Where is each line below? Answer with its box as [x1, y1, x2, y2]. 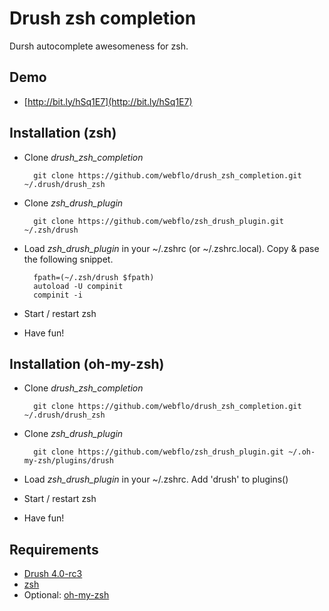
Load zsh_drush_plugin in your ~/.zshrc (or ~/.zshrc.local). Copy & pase [23, 242, 320, 254]
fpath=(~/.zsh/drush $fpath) [33, 272, 155, 282]
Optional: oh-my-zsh [23, 589, 110, 601]
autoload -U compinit [33, 281, 124, 291]
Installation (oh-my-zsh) [9, 355, 165, 372]
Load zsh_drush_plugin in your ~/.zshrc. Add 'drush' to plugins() [23, 473, 289, 486]
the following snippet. [23, 253, 114, 265]
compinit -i [33, 290, 83, 300]
